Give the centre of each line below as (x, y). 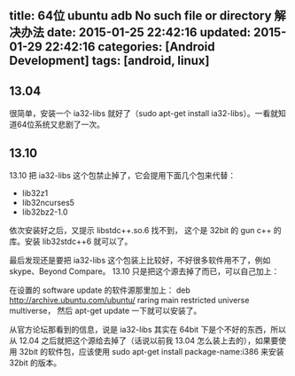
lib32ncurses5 (48, 203)
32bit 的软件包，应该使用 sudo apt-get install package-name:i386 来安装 (152, 352)
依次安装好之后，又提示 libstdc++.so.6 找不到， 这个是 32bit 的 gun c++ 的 (145, 231)
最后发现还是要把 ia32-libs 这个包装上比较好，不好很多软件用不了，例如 (140, 261)
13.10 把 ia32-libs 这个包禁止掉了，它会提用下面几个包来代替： (123, 176)
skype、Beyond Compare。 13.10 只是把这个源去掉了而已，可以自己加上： (144, 271)
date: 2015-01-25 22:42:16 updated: (149, 32)
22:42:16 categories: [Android (130, 47)
